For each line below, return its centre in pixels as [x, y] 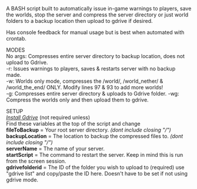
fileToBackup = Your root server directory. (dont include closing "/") [89, 130]
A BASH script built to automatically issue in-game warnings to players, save [99, 9]
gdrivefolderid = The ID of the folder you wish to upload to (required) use [95, 167]
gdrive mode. [22, 180]
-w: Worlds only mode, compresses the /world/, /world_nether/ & [85, 81]
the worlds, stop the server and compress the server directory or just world [97, 15]
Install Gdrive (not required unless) [48, 117]
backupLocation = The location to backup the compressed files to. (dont [95, 136]
